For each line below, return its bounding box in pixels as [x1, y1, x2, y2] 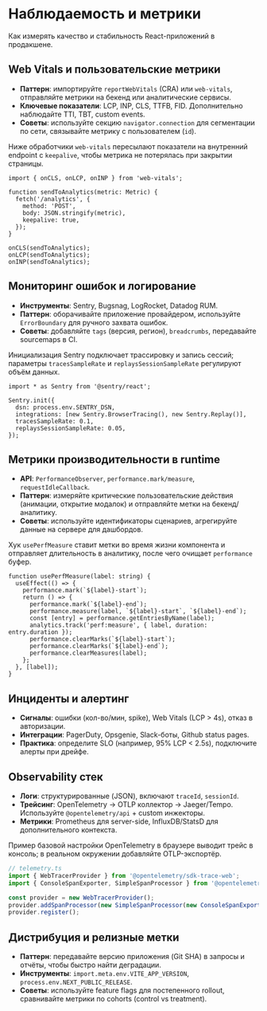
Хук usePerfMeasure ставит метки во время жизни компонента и [8, 540, 226, 550]
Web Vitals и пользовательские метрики [8, 63, 221, 77]
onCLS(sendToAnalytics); [8, 244, 91, 252]
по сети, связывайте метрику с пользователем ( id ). [19, 126, 197, 136]
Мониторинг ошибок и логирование [8, 280, 196, 293]
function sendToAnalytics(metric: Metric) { [8, 188, 158, 196]
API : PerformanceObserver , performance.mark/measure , [19, 474, 195, 483]
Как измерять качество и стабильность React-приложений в [8, 31, 215, 41]
